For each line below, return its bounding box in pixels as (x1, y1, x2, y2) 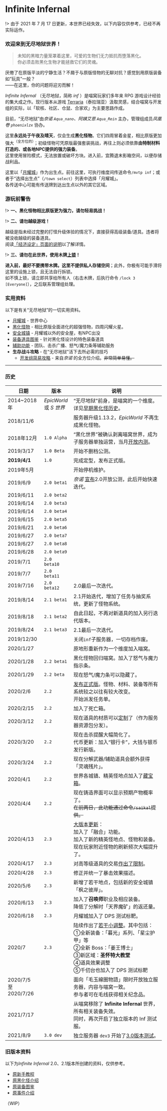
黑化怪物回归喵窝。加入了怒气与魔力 (73, 654, 158, 661)
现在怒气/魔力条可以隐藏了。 (73, 671, 140, 678)
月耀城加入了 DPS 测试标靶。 (73, 912, 141, 919)
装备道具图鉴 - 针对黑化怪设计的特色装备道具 (12, 336, 104, 342)
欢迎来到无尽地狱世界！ (5, 40, 61, 47)
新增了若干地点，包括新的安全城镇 (73, 879, 153, 886)
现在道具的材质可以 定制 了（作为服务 (73, 714, 158, 721)
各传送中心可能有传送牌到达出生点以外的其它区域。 (5, 181, 110, 187)
